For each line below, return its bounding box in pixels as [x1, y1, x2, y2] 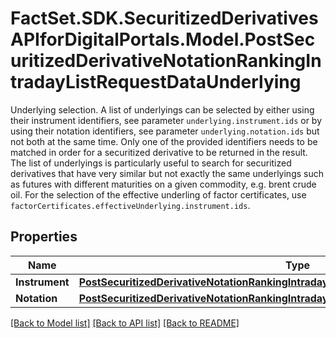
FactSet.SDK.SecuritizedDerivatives [10, 7, 319, 30]
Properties [10, 228, 78, 246]
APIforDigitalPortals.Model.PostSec [10, 28, 316, 51]
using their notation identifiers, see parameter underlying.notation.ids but [10, 125, 320, 137]
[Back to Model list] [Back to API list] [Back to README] [10, 317, 240, 329]
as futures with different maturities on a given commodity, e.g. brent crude [10, 178, 317, 190]
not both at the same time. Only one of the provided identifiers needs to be [10, 135, 318, 147]
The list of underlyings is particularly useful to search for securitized [10, 157, 292, 169]
